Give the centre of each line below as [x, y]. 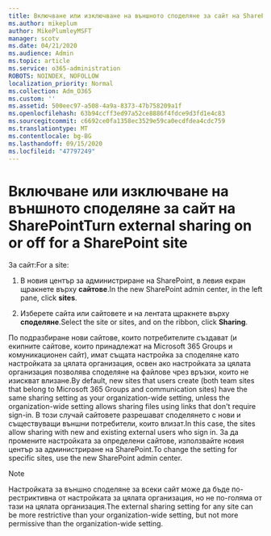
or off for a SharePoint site [98, 243]
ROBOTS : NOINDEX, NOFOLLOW [54, 76]
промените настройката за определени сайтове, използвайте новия [126, 441]
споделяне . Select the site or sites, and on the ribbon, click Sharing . [134, 322]
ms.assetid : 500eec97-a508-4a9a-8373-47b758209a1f [95, 106]
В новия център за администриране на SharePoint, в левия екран [133, 281]
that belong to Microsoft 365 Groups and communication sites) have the [128, 390]
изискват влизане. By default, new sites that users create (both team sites [131, 381]
